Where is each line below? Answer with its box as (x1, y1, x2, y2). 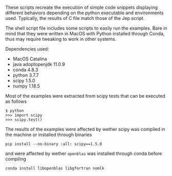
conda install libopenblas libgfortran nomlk (5, 166, 104, 171)
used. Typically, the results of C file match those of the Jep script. (5, 15, 145, 21)
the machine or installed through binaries (5, 131, 92, 138)
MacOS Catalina (12, 56, 47, 62)
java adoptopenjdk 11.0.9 (12, 61, 65, 67)
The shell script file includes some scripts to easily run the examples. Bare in (5, 25, 167, 31)
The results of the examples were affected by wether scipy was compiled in (5, 126, 165, 132)
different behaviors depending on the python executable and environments (5, 10, 164, 16)
